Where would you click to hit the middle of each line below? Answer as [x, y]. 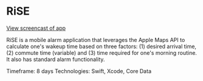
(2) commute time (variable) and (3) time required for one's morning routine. [102, 52]
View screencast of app [36, 28]
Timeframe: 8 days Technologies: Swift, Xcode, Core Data [79, 71]
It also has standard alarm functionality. [56, 59]
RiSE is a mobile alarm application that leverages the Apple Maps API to [96, 40]
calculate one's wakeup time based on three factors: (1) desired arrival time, [101, 46]
